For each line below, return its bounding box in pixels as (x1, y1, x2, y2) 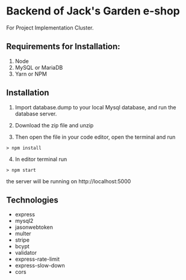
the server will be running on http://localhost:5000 (6, 177, 131, 184)
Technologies (6, 195, 59, 205)
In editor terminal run (14, 155, 67, 163)
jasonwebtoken (14, 224, 53, 231)
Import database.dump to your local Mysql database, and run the (14, 103, 176, 111)
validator (14, 249, 37, 257)
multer (14, 230, 31, 237)
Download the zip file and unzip (14, 121, 94, 129)
